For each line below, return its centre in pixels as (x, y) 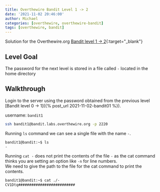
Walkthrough (25, 89)
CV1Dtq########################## (40, 185)
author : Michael (21, 18)
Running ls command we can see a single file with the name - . (68, 133)
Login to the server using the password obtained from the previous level (78, 101)
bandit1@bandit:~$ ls (27, 142)
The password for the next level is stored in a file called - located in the (77, 68)
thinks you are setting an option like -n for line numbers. (61, 161)
